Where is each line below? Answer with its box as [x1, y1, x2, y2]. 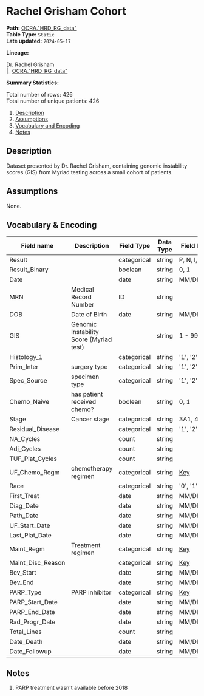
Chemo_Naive [9, 398, 50, 406]
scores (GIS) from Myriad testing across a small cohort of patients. [6, 168, 173, 176]
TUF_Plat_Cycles [9, 454, 58, 463]
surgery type [70, 363, 108, 371]
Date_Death [9, 638, 43, 646]
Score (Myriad [70, 335, 112, 344]
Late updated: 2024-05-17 [6, 37, 71, 44]
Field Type [119, 242, 151, 250]
